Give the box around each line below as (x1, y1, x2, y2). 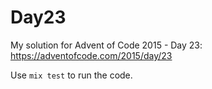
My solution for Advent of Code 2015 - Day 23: (10, 39, 203, 51)
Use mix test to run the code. (10, 69, 133, 81)
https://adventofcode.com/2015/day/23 (10, 49, 173, 61)
